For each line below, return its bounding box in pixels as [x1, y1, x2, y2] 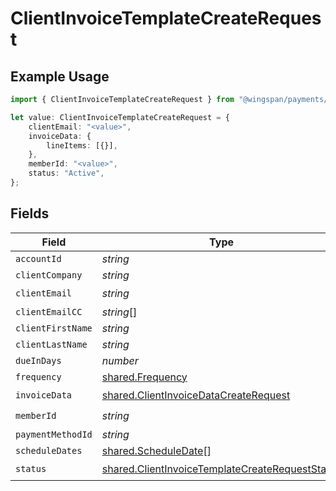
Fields [10, 205, 50, 222]
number [101, 353, 139, 367]
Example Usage [10, 68, 110, 85]
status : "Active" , [28, 168, 105, 179]
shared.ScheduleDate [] [101, 443, 212, 457]
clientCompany [15, 269, 83, 281]
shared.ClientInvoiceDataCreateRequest [101, 388, 291, 402]
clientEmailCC [15, 306, 83, 317]
